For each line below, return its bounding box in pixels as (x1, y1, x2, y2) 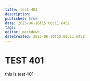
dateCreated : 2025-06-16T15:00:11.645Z (5, 34, 85, 39)
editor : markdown (5, 30, 40, 34)
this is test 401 (5, 71, 34, 77)
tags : (5, 25, 16, 30)
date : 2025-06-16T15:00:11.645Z (5, 20, 70, 26)
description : (5, 12, 31, 16)
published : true (5, 16, 38, 21)
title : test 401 (5, 7, 38, 12)
